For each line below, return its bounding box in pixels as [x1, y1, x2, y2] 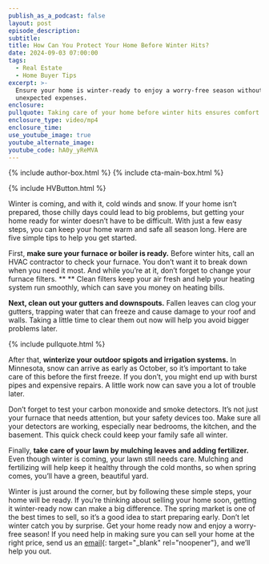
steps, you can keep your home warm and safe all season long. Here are [8, 225, 247, 234]
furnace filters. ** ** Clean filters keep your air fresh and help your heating [8, 274, 255, 284]
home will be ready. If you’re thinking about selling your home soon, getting [8, 495, 257, 505]
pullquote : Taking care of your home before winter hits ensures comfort [8, 109, 260, 117]
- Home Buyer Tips [15, 71, 78, 79]
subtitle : [8, 34, 42, 43]
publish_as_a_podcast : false [8, 11, 106, 20]
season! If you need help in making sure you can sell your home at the [23, 530, 255, 539]
